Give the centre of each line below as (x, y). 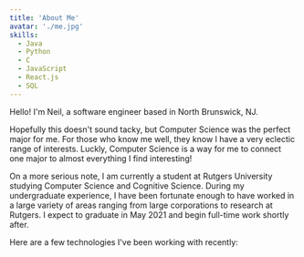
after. (19, 224)
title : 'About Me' (44, 18)
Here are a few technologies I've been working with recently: (124, 242)
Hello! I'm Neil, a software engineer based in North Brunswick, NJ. (134, 111)
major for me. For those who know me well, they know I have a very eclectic (152, 139)
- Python (34, 52)
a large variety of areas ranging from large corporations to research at (142, 205)
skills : (24, 35)
